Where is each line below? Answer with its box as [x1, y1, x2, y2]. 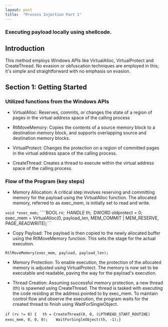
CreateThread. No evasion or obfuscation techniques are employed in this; [5, 63, 159, 69]
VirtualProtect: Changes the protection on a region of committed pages [12, 144, 159, 151]
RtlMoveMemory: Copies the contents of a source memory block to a [12, 124, 155, 130]
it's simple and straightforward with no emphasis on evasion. [5, 68, 131, 74]
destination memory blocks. [12, 135, 70, 141]
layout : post [5, 7, 33, 13]
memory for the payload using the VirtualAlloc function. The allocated [12, 195, 157, 201]
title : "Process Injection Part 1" [5, 12, 82, 17]
